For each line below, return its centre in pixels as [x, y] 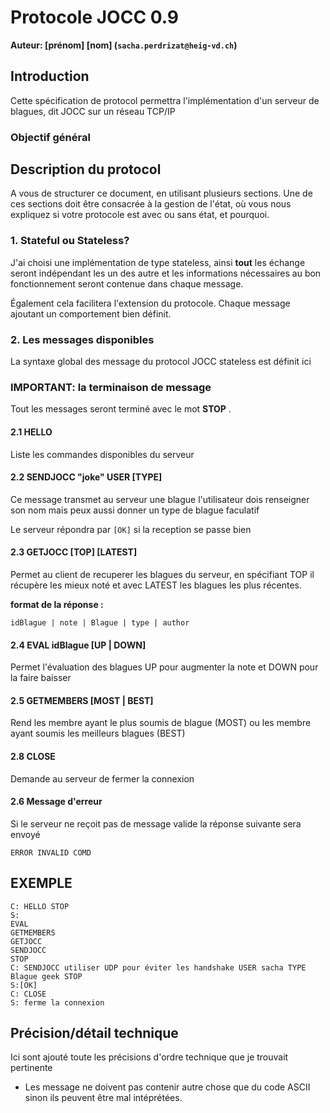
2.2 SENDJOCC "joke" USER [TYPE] [86, 477]
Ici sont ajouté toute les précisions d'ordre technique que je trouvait [149, 1057]
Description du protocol [86, 169]
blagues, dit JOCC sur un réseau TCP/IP [93, 111]
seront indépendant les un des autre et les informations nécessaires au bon [166, 273]
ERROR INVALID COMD [51, 852]
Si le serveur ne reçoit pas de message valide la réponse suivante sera [156, 823]
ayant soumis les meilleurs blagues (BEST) [98, 733]
